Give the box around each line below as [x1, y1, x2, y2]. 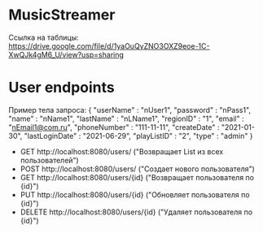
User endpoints [8, 79, 116, 97]
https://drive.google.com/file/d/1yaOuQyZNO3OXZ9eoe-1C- [8, 41, 210, 50]
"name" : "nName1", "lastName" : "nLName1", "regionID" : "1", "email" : [8, 114, 244, 123]
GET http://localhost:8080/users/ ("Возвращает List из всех [20, 146, 224, 156]
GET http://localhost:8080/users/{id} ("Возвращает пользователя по [20, 172, 255, 182]
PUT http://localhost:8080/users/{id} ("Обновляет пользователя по [20, 189, 250, 200]
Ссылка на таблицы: [8, 32, 79, 42]
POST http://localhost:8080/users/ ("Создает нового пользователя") [20, 164, 255, 174]
